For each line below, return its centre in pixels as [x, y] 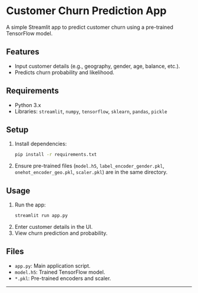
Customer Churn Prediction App [86, 11]
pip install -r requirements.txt [56, 155]
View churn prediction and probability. [61, 233]
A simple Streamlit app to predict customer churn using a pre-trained [90, 27]
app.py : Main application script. [52, 265]
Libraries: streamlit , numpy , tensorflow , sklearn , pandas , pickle [91, 111]
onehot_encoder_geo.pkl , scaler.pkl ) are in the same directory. [91, 172]
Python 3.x [28, 105]
